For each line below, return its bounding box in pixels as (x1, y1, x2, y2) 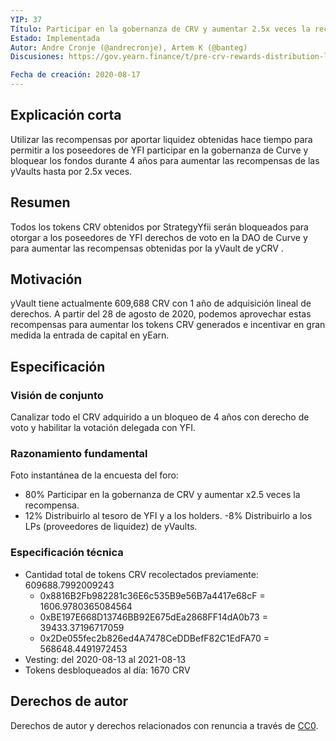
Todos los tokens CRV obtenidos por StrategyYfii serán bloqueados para (10, 221, 309, 233)
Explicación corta (10, 107, 122, 124)
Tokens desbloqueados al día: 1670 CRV (24, 664, 191, 676)
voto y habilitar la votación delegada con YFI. (10, 422, 197, 434)
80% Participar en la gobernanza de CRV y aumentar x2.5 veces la (24, 489, 301, 501)
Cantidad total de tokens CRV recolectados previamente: (24, 568, 259, 580)
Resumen (10, 194, 71, 211)
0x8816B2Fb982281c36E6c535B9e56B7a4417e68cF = (39, 589, 266, 601)
